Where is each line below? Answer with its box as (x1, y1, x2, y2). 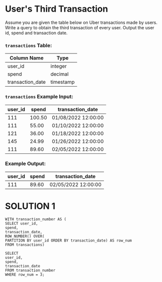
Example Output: (5, 160, 46, 167)
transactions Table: (5, 42, 52, 49)
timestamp (50, 79, 75, 86)
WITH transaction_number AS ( (5, 217, 67, 222)
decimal (50, 71, 69, 77)
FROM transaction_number (5, 268, 56, 273)
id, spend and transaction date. (5, 30, 68, 36)
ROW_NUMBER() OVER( (5, 234, 45, 239)
